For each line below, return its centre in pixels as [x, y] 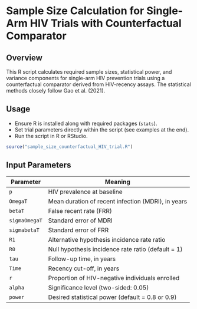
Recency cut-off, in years [84, 268]
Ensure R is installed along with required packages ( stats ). [86, 123]
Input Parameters [39, 165]
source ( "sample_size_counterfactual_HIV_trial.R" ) [70, 147]
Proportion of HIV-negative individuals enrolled [114, 278]
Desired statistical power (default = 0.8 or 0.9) [112, 297]
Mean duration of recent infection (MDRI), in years [118, 201]
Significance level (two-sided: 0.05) [98, 287]
